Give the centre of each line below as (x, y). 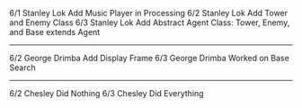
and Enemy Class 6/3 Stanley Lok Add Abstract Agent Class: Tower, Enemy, (150, 22)
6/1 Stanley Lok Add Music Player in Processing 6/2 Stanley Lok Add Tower (149, 13)
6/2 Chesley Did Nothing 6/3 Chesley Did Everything (107, 93)
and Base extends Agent (55, 32)
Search (22, 67)
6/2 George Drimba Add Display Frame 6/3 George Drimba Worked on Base (149, 58)
